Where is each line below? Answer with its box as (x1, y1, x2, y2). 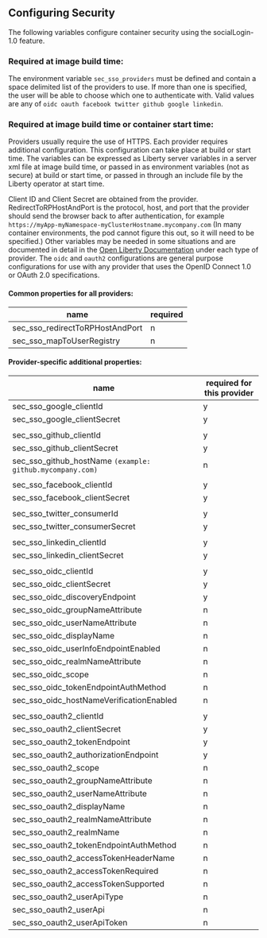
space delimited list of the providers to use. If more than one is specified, (8, 83, 248, 92)
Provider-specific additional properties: (8, 357, 142, 367)
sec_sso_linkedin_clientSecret (12, 550, 124, 561)
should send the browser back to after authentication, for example (8, 211, 225, 221)
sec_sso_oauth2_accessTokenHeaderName (12, 852, 175, 863)
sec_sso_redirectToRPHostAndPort (12, 322, 143, 333)
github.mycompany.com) (12, 465, 98, 474)
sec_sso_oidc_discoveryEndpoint (12, 591, 137, 602)
